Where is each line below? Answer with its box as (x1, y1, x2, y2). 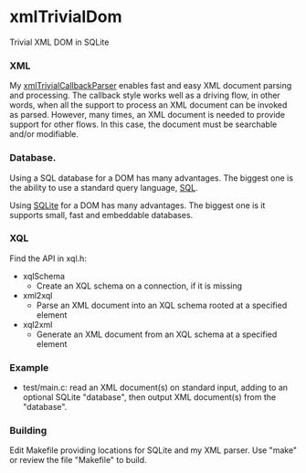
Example (9, 361, 49, 373)
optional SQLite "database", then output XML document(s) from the (22, 392, 277, 403)
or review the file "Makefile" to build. (9, 455, 148, 466)
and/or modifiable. (9, 129, 79, 140)
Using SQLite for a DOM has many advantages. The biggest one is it (9, 199, 266, 211)
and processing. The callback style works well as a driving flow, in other (9, 89, 280, 101)
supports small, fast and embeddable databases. (9, 209, 194, 220)
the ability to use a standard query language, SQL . (9, 182, 198, 193)
